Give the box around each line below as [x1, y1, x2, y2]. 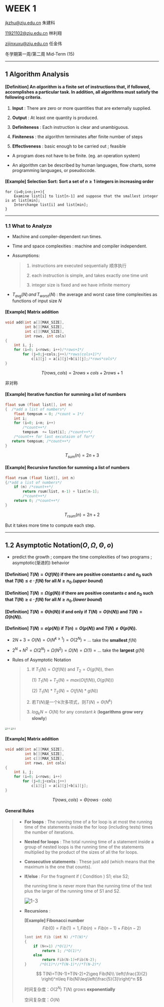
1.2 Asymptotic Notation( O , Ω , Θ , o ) [5, 541, 114, 549]
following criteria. [5, 94, 42, 100]
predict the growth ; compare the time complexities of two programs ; [12, 554, 152, 560]
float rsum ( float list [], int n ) [5, 475, 76, 480]
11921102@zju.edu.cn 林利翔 [5, 30, 62, 36]
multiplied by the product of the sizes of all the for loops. [24, 849, 139, 855]
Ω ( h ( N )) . [5, 614, 23, 620]
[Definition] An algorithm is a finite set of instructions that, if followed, [5, 84, 150, 90]
